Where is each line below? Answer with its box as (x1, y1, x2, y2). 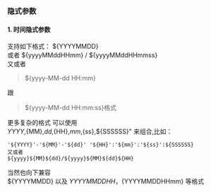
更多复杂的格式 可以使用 (7, 119, 78, 127)
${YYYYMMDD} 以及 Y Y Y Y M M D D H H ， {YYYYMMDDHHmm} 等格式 (7, 177, 205, 186)
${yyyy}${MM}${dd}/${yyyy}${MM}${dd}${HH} (7, 155, 134, 162)
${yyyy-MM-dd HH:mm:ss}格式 (24, 104, 117, 112)
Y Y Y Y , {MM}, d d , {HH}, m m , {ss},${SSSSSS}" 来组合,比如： (7, 127, 173, 136)
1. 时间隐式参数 (7, 25, 51, 33)
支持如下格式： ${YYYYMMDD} (7, 42, 99, 51)
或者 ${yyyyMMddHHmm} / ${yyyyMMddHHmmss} (7, 51, 158, 59)
